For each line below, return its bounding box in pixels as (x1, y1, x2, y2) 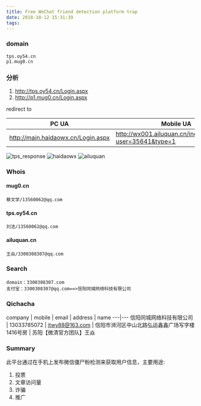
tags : (6, 20, 20, 26)
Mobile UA (161, 119, 191, 128)
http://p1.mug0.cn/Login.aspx (14, 93, 88, 101)
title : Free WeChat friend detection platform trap (6, 8, 138, 15)
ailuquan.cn (6, 236, 37, 243)
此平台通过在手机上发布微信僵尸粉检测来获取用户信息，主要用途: (6, 359, 166, 366)
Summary (6, 344, 36, 353)
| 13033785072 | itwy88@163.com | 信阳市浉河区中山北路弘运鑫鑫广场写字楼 (6, 322, 195, 329)
